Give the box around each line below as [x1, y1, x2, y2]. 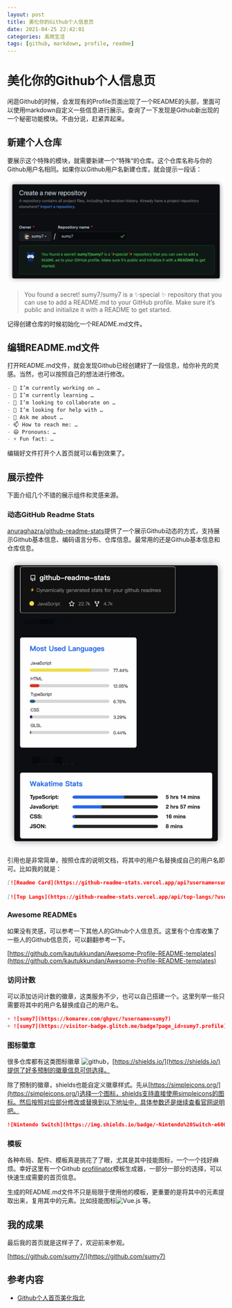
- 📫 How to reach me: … [7, 421, 78, 428]
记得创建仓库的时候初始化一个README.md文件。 [7, 319, 146, 328]
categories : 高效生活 [7, 33, 66, 40]
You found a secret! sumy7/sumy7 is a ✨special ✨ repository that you [23, 290, 222, 299]
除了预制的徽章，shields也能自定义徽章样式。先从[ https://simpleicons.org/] [7, 1081, 221, 1089]
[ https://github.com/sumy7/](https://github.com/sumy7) [7, 1252, 166, 1260]
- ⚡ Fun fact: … [7, 436, 54, 442]
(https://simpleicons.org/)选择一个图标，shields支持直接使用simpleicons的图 [7, 1089, 224, 1097]
